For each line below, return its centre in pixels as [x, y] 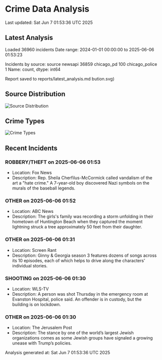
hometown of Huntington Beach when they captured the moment [77, 222]
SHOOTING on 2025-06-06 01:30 [45, 278]
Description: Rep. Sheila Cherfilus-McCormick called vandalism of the [82, 178]
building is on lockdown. [36, 304]
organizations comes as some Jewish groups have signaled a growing [82, 338]
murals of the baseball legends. [44, 188]
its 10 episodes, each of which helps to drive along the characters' [79, 260]
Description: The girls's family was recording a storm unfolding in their [83, 217]
